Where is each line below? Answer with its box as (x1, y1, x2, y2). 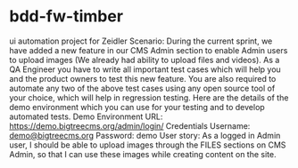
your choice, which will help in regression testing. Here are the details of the (9, 92, 289, 103)
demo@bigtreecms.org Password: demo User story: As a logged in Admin (9, 130, 281, 140)
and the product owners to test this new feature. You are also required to (9, 73, 277, 84)
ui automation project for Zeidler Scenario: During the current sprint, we (9, 36, 273, 46)
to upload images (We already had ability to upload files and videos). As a (9, 54, 280, 65)
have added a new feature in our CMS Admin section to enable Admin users (9, 44, 288, 55)
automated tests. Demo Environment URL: (9, 111, 163, 122)
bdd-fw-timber (9, 6, 123, 27)
